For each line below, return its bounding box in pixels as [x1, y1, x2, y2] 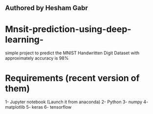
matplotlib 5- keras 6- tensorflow [5, 104, 72, 110]
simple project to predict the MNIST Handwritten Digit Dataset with [5, 50, 140, 56]
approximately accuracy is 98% [5, 55, 69, 61]
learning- [5, 34, 44, 45]
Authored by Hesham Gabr [5, 4, 88, 12]
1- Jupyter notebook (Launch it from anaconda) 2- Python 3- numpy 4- [5, 99, 149, 105]
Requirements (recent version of [5, 72, 140, 84]
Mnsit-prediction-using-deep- [5, 23, 131, 35]
